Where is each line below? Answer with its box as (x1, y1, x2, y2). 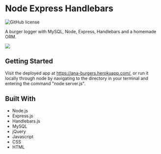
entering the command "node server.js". (5, 80, 86, 86)
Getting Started (5, 57, 53, 66)
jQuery (12, 128, 26, 134)
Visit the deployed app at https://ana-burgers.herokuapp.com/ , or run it (5, 70, 149, 76)
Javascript (12, 133, 34, 139)
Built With (5, 95, 36, 103)
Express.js (12, 113, 33, 119)
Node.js (12, 108, 28, 113)
